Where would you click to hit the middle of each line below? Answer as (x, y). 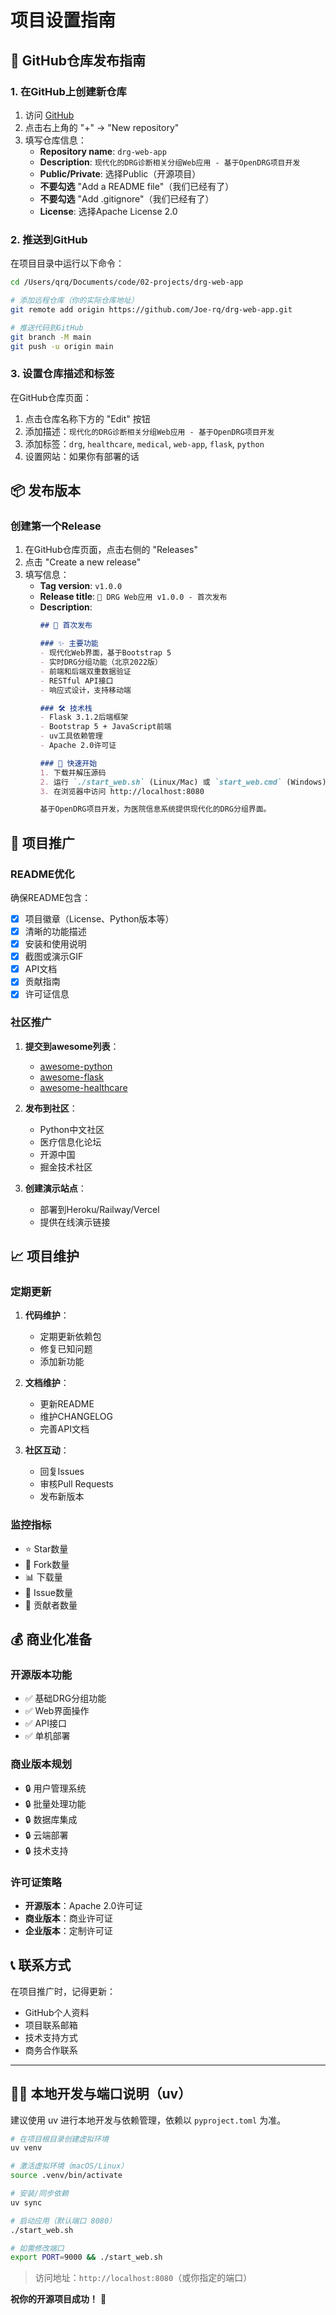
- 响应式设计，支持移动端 (85, 690)
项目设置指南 (63, 20)
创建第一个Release (56, 526)
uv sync (26, 2202)
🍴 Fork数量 (47, 1564)
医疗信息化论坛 (70, 1142)
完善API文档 (64, 1429)
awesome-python (76, 1066)
